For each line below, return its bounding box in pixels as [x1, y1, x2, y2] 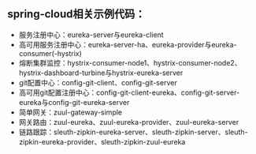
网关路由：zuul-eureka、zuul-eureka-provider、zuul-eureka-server [18, 117, 239, 126]
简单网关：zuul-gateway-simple [18, 107, 123, 117]
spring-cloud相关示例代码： [7, 7, 146, 21]
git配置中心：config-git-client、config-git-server [18, 77, 178, 87]
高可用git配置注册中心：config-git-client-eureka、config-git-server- [18, 88, 240, 97]
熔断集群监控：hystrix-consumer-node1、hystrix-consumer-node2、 [18, 58, 242, 67]
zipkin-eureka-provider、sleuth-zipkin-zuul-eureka [18, 137, 186, 146]
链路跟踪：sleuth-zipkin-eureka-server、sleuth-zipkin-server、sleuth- [18, 127, 249, 137]
